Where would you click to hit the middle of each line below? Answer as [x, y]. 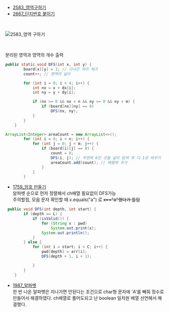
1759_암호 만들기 [29, 187]
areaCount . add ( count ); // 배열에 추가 [89, 163]
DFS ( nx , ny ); [64, 111]
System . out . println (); [65, 233]
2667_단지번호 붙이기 [33, 14]
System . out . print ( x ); [73, 228]
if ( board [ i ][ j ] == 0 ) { [68, 148]
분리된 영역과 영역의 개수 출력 [35, 55]
